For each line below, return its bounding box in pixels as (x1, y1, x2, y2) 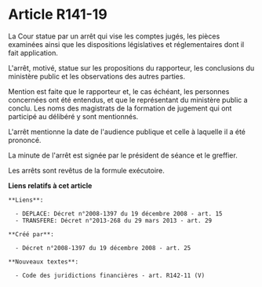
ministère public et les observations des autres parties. (8, 71, 186, 81)
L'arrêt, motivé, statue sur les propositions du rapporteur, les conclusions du (8, 63, 255, 72)
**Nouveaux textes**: (8, 257, 79, 266)
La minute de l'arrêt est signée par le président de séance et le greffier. (8, 151, 238, 160)
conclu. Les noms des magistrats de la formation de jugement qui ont (8, 104, 232, 113)
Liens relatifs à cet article (8, 180, 93, 190)
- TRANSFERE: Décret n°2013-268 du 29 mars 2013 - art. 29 (15, 216, 213, 224)
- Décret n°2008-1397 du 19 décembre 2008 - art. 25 (15, 244, 191, 252)
